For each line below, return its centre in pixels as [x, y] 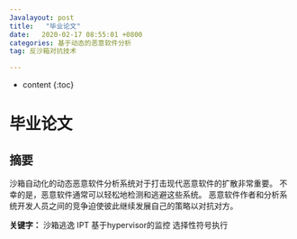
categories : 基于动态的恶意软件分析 [71, 43]
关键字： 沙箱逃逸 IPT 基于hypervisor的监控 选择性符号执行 [118, 225]
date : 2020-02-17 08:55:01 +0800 [76, 34]
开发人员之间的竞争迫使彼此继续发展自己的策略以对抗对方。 [127, 206]
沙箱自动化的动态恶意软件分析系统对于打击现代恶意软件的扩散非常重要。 [143, 184]
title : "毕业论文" [45, 26]
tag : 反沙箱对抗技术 [43, 51]
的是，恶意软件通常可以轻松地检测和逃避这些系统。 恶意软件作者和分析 [148, 195]
